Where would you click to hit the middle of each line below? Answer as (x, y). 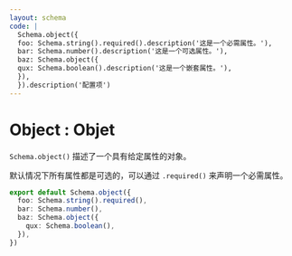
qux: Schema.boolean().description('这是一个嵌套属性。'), (125, 69)
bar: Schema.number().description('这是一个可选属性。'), (123, 52)
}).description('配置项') (64, 85)
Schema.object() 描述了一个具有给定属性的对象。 (100, 156)
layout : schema (38, 18)
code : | (24, 26)
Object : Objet (62, 130)
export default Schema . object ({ (70, 192)
